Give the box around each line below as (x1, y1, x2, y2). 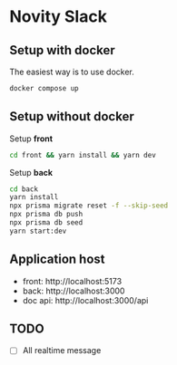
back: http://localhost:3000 (22, 285, 125, 296)
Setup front (9, 133, 53, 144)
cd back (9, 184, 39, 194)
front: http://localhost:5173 (22, 275, 123, 286)
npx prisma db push (9, 210, 84, 219)
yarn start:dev (9, 226, 67, 235)
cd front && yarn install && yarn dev (9, 150, 156, 159)
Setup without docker (9, 109, 134, 124)
